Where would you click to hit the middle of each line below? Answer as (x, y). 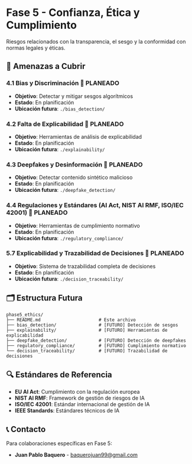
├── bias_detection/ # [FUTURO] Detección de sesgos (92, 325)
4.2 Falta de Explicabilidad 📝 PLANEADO (65, 124)
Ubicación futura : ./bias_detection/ (60, 109)
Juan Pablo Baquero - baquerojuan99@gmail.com (76, 455)
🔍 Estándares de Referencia (59, 375)
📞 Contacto (26, 429)
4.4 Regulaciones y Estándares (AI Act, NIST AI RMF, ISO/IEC (95, 205)
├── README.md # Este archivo (71, 320)
